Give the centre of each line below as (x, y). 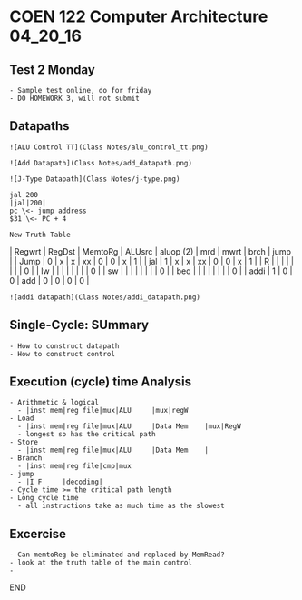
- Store (24, 443)
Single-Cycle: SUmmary (79, 325)
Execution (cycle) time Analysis (101, 382)
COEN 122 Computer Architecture (139, 17)
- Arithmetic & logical (54, 403)
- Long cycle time (44, 498)
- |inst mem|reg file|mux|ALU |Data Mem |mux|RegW (130, 426)
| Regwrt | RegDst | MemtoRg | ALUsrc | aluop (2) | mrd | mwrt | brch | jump (151, 251)
